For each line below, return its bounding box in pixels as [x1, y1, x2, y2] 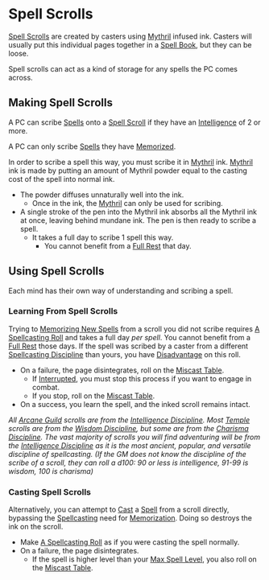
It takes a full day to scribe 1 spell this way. [31, 232, 174, 242]
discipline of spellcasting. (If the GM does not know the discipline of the [8, 449, 247, 459]
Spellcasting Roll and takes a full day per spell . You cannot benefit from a [8, 332, 251, 342]
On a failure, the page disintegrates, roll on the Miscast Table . [19, 365, 225, 375]
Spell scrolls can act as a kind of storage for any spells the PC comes [8, 64, 238, 73]
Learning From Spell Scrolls [8, 306, 118, 317]
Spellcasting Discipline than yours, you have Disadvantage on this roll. [8, 349, 242, 359]
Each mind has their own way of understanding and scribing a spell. [8, 286, 234, 295]
